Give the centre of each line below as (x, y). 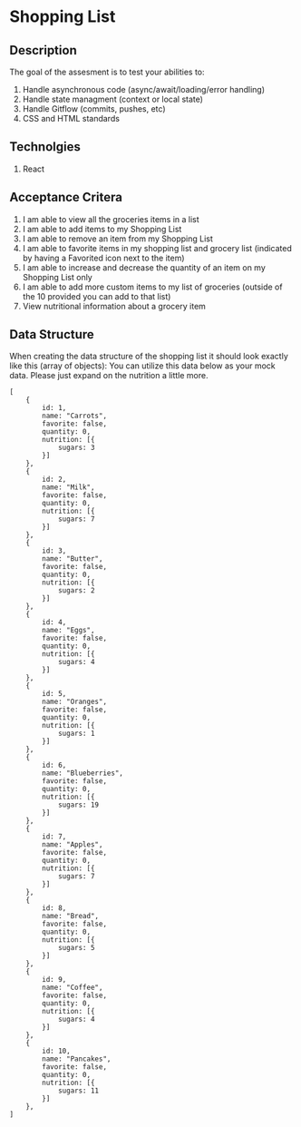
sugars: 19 (78, 805)
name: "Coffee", (73, 988)
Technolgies (45, 147)
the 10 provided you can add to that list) (97, 296)
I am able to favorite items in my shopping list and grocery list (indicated (157, 248)
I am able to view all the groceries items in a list (111, 219)
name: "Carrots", (74, 416)
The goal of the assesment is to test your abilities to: (107, 72)
